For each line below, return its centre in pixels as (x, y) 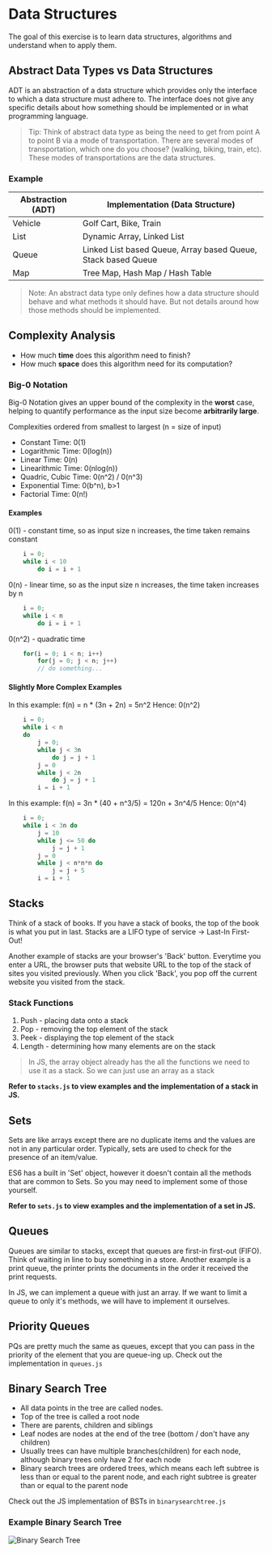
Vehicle (27, 224)
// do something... (70, 669)
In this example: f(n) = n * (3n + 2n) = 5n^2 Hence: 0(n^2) (104, 705)
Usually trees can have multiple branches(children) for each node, (130, 1451)
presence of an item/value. (53, 1157)
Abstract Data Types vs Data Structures (111, 71)
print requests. (33, 1277)
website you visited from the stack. (67, 982)
